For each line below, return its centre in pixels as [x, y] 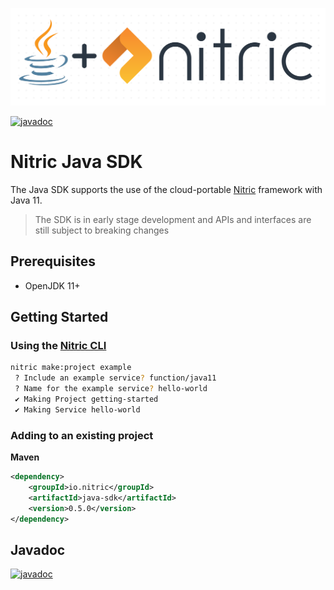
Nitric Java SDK [76, 162]
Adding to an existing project [82, 435]
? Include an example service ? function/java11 [115, 378]
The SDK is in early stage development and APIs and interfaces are [173, 219]
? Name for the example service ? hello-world [111, 389]
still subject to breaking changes [102, 230]
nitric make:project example [71, 368]
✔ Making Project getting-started [86, 399]
